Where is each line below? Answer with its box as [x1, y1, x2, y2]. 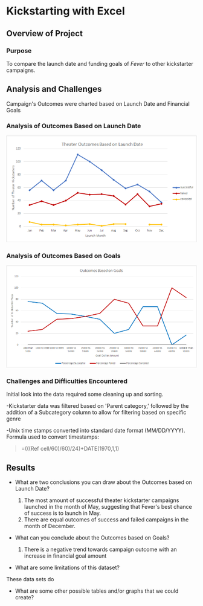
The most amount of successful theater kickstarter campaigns [24, 497, 179, 504]
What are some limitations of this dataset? [14, 564, 120, 572]
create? [14, 594, 34, 601]
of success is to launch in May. [24, 509, 101, 517]
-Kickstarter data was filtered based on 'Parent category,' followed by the [6, 402, 189, 410]
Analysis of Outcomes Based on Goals [6, 251, 121, 260]
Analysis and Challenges [6, 84, 102, 94]
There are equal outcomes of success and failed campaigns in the [24, 516, 189, 523]
